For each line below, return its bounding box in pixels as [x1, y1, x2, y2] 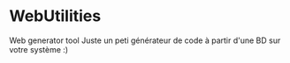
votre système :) [9, 44, 69, 54]
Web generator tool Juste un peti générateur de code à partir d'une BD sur [9, 35, 281, 45]
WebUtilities [9, 6, 102, 26]
